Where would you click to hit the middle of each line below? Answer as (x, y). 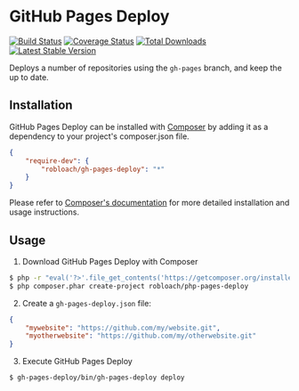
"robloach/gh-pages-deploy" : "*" (103, 169)
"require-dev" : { (57, 161)
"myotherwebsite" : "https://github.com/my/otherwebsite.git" (141, 336)
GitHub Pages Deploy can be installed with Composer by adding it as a (139, 126)
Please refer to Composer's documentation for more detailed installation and (149, 203)
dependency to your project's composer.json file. (99, 136)
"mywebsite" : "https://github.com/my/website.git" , (123, 328)
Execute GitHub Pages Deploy (77, 362)
